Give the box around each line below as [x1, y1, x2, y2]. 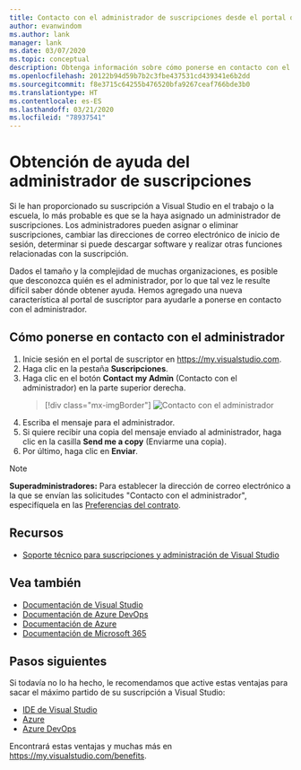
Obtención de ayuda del [9, 152, 191, 172]
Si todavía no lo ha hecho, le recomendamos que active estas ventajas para [9, 678, 288, 688]
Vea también [9, 575, 82, 591]
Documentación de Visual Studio [21, 599, 143, 610]
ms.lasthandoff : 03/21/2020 [9, 105, 115, 114]
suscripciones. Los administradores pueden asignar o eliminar [9, 220, 239, 231]
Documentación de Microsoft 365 [21, 627, 147, 638]
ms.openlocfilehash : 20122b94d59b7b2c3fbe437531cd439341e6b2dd [9, 72, 251, 81]
